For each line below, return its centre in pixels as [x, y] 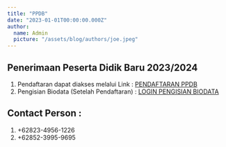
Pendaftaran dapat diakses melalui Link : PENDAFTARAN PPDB [107, 84]
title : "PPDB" [28, 14]
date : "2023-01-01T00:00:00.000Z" [57, 20]
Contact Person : [45, 113]
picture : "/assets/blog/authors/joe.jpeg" [76, 40]
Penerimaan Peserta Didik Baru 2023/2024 [103, 68]
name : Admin [31, 33]
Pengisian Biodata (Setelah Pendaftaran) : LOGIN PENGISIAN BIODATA [118, 92]
